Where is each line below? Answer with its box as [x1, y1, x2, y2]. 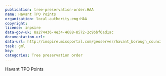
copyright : [5, 21, 28, 26]
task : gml [5, 44, 26, 49]
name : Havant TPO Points [5, 12, 56, 17]
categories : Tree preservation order [5, 52, 83, 58]
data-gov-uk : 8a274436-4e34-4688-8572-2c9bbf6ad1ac [5, 30, 114, 35]
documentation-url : [5, 35, 45, 40]
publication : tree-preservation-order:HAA [5, 7, 94, 12]
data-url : [5, 39, 26, 44]
